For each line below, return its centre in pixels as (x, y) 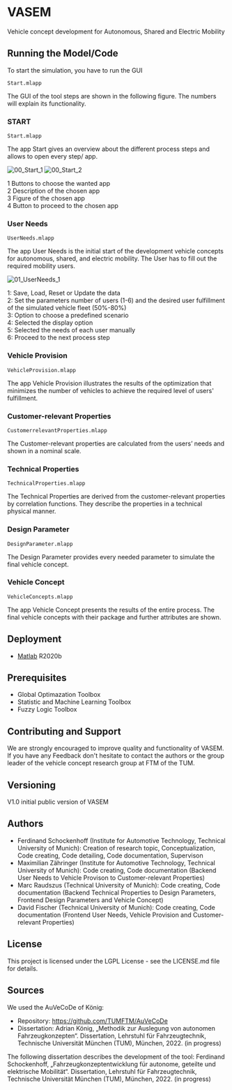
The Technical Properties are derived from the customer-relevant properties (116, 496)
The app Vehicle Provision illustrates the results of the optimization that (109, 383)
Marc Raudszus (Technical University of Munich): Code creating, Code (119, 885)
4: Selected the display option (50, 323)
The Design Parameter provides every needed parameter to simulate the (111, 557)
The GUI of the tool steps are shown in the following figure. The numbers (112, 96)
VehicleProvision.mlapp (42, 370)
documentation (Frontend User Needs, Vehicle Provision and (104, 915)
